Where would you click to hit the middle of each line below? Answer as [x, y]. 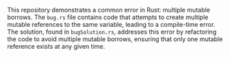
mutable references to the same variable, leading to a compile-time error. [111, 24]
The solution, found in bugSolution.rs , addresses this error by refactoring [112, 32]
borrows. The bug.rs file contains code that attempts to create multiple [108, 17]
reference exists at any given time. [56, 46]
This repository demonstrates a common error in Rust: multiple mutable [109, 10]
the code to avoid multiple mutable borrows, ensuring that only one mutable [115, 39]
